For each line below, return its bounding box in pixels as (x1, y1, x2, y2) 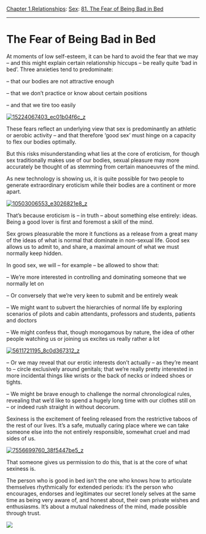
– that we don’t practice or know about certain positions (6, 89, 147, 97)
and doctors (6, 316, 37, 324)
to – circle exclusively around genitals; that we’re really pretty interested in (6, 365, 194, 373)
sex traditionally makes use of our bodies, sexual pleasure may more (6, 156, 180, 164)
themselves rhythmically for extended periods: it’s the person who (6, 483, 174, 490)
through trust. (6, 509, 41, 517)
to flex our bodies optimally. (6, 138, 77, 145)
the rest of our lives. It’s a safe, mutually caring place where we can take (6, 421, 189, 429)
